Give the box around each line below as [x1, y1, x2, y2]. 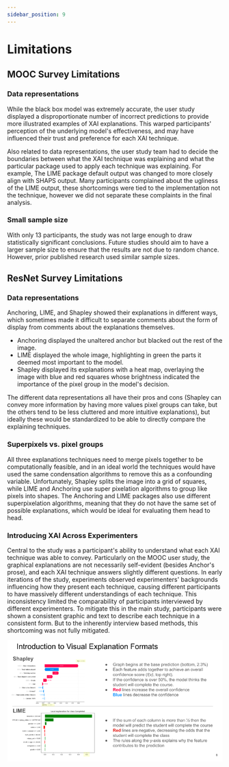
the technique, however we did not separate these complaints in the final [7, 191, 212, 199]
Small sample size [7, 215, 68, 225]
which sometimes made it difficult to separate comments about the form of [7, 316, 218, 324]
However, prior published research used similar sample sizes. [7, 252, 180, 260]
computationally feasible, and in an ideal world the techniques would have [7, 463, 216, 471]
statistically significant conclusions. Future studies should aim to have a [7, 238, 209, 246]
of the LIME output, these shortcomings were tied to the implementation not [7, 184, 221, 192]
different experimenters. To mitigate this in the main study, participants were [7, 605, 222, 613]
